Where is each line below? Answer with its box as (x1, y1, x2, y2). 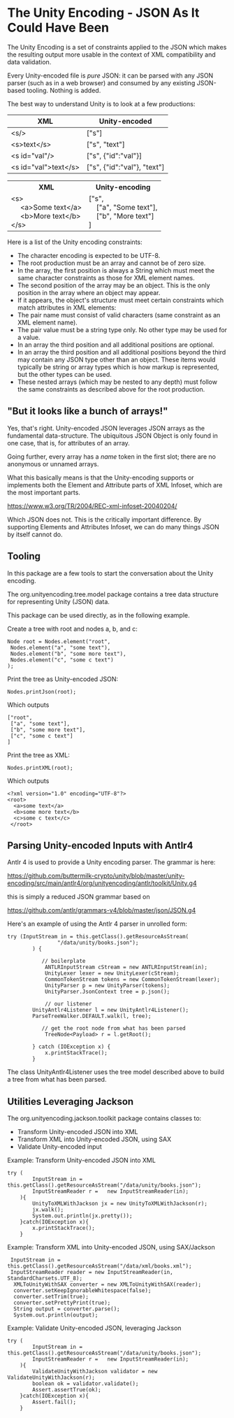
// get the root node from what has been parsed (41, 1025, 187, 1032)
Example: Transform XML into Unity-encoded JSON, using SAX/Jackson (7, 1243, 215, 1252)
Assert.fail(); (32, 1398, 77, 1406)
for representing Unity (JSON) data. (7, 597, 110, 606)
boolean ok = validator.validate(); (32, 1380, 139, 1387)
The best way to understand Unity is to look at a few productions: (7, 99, 196, 108)
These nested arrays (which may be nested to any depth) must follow (17, 378, 218, 386)
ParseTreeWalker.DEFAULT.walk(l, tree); (32, 1012, 152, 1020)
